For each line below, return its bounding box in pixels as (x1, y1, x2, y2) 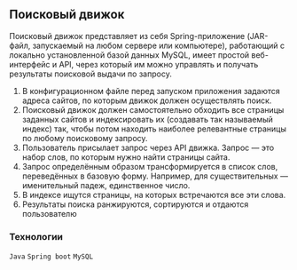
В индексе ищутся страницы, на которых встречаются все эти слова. (21, 189, 286, 200)
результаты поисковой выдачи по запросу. (9, 68, 173, 79)
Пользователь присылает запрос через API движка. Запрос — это (21, 142, 275, 153)
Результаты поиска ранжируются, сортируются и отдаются (21, 199, 249, 210)
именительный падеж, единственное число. (21, 179, 191, 190)
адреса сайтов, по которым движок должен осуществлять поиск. (21, 95, 272, 106)
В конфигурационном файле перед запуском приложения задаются (21, 85, 281, 96)
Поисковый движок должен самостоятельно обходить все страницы (21, 104, 285, 115)
